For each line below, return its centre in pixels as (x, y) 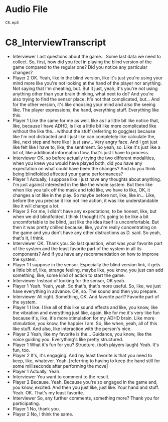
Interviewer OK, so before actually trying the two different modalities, (84, 158)
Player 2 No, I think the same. (43, 414)
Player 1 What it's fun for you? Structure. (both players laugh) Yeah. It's (86, 345)
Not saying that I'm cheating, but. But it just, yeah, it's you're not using (85, 88)
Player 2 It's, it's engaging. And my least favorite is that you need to (82, 355)
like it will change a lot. (36, 206)
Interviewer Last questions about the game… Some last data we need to (87, 56)
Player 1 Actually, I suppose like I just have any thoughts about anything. (87, 179)
